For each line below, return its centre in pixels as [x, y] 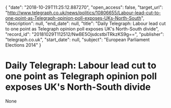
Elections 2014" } [23, 45]
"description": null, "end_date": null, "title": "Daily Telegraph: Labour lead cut [85, 23]
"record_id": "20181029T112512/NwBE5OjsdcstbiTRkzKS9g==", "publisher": [85, 34]
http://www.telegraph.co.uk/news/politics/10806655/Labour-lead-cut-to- [84, 13]
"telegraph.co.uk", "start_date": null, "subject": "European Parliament [78, 40]
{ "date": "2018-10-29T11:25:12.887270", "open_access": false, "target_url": [84, 7]
